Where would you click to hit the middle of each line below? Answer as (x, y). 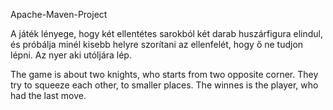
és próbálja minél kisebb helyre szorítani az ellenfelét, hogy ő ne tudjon (157, 44)
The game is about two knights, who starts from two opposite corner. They (164, 74)
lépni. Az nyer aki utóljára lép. (71, 55)
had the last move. (48, 95)
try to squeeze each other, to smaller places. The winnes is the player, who (164, 85)
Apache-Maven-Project (59, 14)
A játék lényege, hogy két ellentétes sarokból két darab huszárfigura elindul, (167, 33)
